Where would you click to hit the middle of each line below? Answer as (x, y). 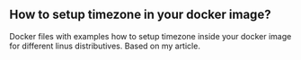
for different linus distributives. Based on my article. (105, 46)
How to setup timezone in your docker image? (140, 15)
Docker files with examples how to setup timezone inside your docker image (150, 36)
